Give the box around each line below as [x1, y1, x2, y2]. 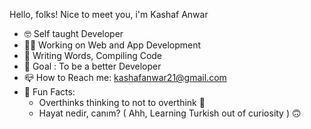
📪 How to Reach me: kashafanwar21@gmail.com [23, 72, 227, 83]
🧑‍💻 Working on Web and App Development [23, 39, 202, 51]
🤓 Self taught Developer [23, 28, 124, 39]
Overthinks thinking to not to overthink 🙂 [38, 97, 206, 108]
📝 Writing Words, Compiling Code [23, 50, 163, 61]
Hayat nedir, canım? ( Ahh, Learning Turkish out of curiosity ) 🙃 [38, 107, 302, 119]
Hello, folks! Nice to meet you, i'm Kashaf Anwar [9, 9, 209, 20]
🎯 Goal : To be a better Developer [23, 60, 162, 72]
